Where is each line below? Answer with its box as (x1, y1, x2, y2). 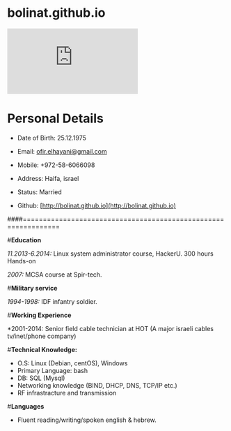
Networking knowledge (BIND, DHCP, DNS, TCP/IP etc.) (17, 381, 177, 389)
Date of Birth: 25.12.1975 (17, 133, 87, 142)
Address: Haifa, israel (17, 174, 79, 182)
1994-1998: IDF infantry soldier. (7, 297, 97, 305)
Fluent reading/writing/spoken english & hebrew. (17, 416, 157, 424)
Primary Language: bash (17, 366, 88, 374)
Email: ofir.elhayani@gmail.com (17, 147, 108, 155)
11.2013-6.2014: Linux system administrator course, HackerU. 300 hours (7, 249, 214, 258)
